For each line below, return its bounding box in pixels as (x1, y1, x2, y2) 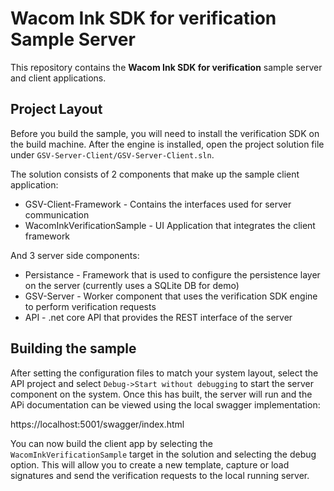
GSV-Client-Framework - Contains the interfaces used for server (24, 198, 292, 210)
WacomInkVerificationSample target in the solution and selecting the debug (10, 448, 317, 460)
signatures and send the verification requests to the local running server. (10, 469, 310, 481)
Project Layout (10, 101, 103, 118)
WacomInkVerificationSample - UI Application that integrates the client (24, 219, 316, 231)
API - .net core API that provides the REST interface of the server (24, 311, 293, 323)
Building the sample (10, 340, 137, 357)
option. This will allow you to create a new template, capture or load (10, 458, 290, 471)
